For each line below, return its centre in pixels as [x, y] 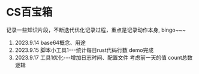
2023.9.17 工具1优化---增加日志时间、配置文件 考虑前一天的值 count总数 [104, 57]
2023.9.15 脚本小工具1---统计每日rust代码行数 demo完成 [84, 50]
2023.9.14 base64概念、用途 [50, 42]
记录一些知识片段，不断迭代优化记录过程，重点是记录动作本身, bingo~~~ [96, 30]
